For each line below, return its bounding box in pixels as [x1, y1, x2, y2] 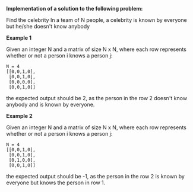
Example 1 [6, 34, 31, 41]
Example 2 [6, 113, 33, 119]
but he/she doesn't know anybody [6, 23, 90, 30]
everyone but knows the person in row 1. [6, 179, 106, 186]
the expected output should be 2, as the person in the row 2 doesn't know [6, 95, 188, 101]
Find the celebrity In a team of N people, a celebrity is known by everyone [6, 17, 187, 23]
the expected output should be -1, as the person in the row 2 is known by [6, 173, 185, 180]
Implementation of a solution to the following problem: [6, 5, 143, 12]
